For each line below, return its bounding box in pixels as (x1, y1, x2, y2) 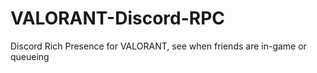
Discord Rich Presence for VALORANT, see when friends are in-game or (10, 40, 307, 52)
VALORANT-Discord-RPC (10, 7, 226, 30)
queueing (10, 50, 50, 62)
